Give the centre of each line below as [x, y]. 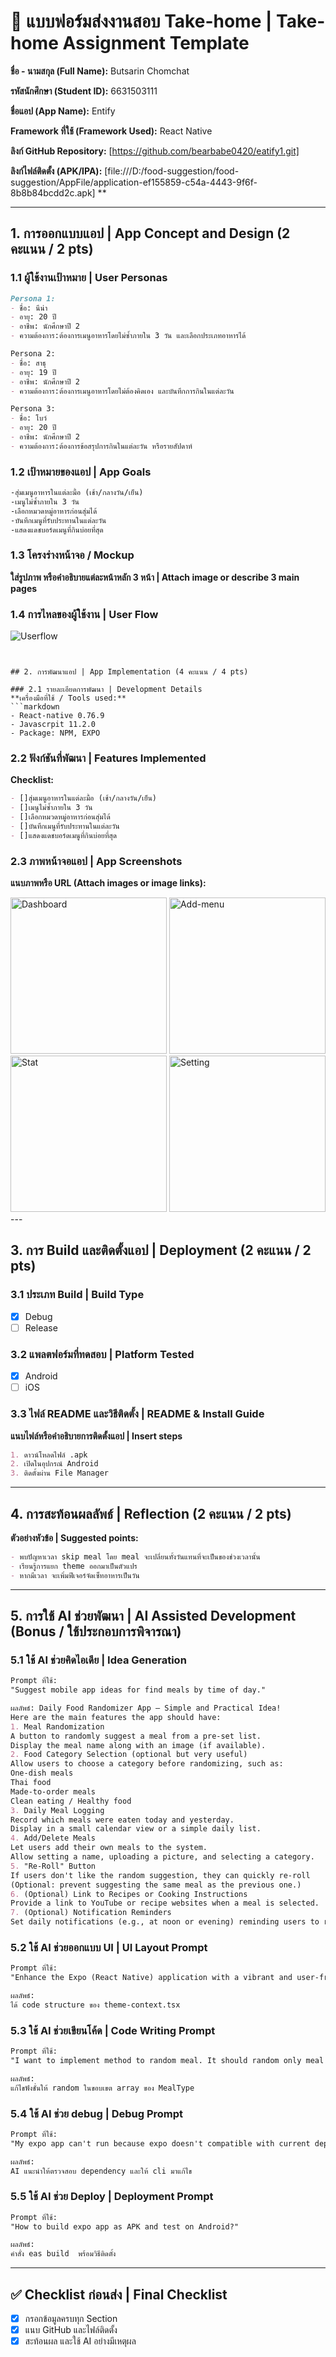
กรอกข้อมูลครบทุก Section [71, 2319]
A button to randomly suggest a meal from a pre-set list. [136, 1736]
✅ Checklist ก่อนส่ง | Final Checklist [119, 2294]
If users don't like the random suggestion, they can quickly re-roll [160, 1875]
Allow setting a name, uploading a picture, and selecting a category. [162, 1857]
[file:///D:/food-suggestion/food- [172, 171]
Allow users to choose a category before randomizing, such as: [147, 1764]
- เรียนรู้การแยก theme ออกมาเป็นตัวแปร [74, 1566]
